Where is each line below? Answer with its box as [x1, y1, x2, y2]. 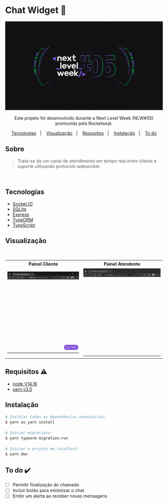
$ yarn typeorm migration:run [5, 435, 68, 440]
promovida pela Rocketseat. [55, 120, 113, 127]
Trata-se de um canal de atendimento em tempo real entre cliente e [17, 158, 156, 164]
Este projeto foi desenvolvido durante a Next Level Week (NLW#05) [14, 115, 154, 121]
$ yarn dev [5, 451, 28, 456]
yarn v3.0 [12, 386, 32, 392]
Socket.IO [12, 201, 33, 207]
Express [12, 211, 29, 217]
